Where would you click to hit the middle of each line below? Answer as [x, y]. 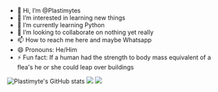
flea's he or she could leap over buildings [75, 67]
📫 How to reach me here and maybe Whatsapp [84, 40]
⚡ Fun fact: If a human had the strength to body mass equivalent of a [114, 57]
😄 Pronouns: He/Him [47, 50]
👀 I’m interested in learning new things [71, 18]
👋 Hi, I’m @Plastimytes [49, 11]
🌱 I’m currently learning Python [61, 25]
